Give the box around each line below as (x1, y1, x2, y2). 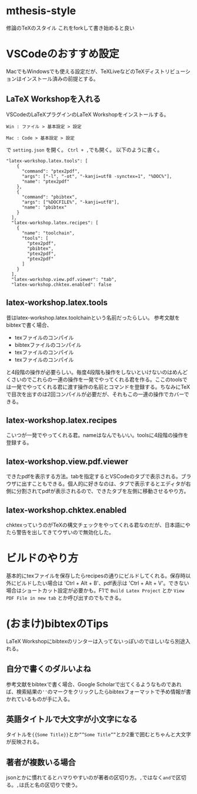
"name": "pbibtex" (21, 204, 67, 210)
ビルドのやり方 (6, 552, 79, 565)
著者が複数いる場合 (6, 757, 76, 767)
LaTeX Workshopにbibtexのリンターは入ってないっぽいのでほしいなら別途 (6, 637, 186, 644)
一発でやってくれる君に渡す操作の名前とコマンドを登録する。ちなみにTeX (11, 383, 191, 390)
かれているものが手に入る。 (6, 695, 74, 702)
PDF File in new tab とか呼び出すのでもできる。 (6, 594, 125, 601)
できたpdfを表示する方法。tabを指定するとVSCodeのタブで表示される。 (6, 473, 181, 480)
